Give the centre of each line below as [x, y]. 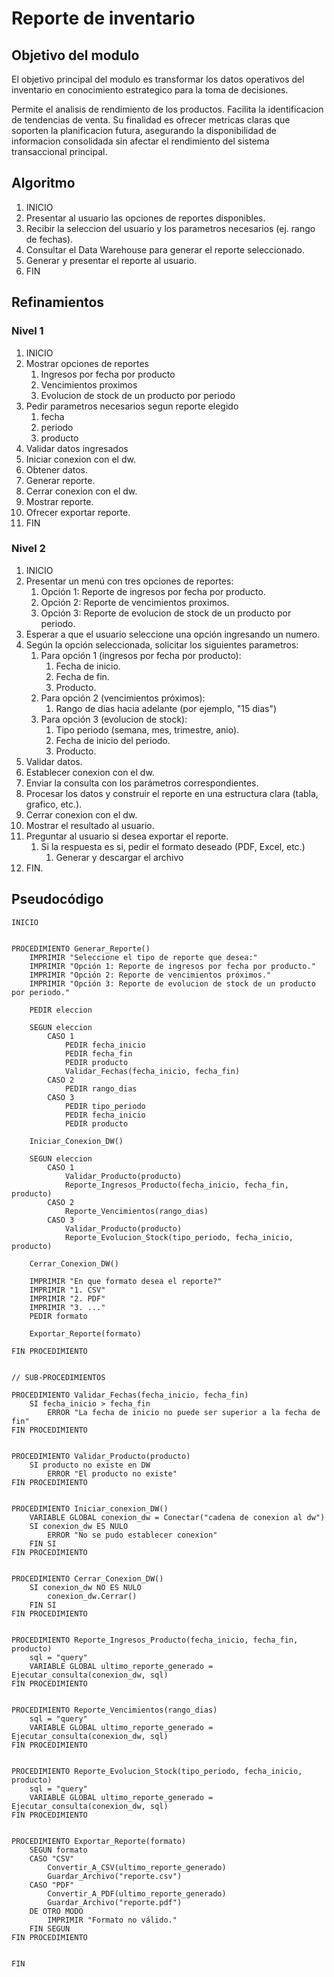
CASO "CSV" [52, 1858]
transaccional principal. [59, 151]
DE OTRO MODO [56, 1911]
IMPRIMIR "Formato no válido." [112, 1920]
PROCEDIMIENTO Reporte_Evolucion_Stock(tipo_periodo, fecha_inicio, [157, 1771]
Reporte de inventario [103, 18]
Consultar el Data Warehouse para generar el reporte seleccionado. [165, 249]
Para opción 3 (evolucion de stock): [114, 719]
